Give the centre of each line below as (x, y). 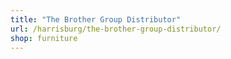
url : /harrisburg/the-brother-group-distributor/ (116, 29)
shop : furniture (44, 38)
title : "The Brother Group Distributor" (96, 19)
